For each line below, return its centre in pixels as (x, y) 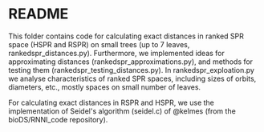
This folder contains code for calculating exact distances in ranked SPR (126, 36)
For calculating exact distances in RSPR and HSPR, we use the (112, 102)
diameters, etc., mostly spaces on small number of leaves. (105, 87)
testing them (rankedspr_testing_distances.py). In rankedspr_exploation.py (132, 70)
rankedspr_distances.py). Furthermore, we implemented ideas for (116, 53)
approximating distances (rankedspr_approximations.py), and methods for (131, 62)
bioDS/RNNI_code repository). (58, 119)
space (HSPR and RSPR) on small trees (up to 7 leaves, (99, 44)
